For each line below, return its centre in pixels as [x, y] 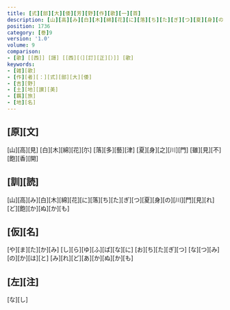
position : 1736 [29, 26]
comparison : [24, 52]
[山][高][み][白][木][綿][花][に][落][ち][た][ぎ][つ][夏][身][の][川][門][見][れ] [111, 200]
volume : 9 [21, 45]
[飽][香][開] [23, 158]
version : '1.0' [29, 39]
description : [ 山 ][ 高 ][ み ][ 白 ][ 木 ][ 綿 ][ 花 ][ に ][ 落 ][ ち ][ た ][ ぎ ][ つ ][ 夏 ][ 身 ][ [113, 20]
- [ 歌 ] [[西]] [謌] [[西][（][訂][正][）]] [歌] [71, 58]
